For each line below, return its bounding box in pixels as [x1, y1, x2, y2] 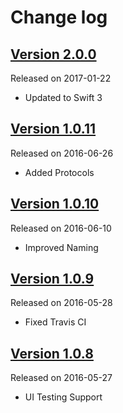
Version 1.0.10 [10, 196, 100, 213]
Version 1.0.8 [10, 345, 94, 362]
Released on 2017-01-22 [10, 72, 112, 84]
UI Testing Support [24, 391, 103, 403]
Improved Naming [24, 241, 99, 253]
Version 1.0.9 [10, 271, 95, 288]
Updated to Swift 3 [24, 92, 103, 103]
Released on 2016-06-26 [10, 147, 114, 159]
